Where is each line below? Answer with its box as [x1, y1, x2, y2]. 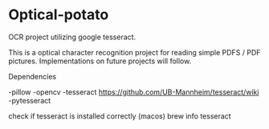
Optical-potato [8, 6, 109, 24]
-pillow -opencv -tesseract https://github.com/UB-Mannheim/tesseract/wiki [8, 87, 259, 97]
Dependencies [8, 71, 57, 81]
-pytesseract [8, 95, 51, 105]
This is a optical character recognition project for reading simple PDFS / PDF [8, 47, 261, 57]
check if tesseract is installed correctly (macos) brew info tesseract [8, 111, 231, 121]
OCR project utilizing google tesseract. [8, 32, 137, 42]
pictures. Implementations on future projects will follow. [8, 56, 192, 66]
